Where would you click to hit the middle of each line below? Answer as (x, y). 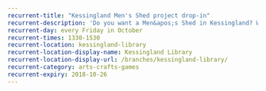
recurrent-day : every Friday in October (75, 30)
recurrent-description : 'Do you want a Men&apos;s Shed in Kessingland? (130, 23)
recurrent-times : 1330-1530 (54, 38)
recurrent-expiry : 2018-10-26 (58, 74)
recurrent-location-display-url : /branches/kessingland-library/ (118, 60)
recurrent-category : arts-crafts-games (73, 67)
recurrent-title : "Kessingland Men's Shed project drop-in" (109, 15)
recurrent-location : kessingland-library (77, 45)
